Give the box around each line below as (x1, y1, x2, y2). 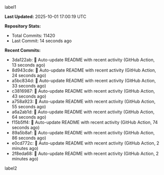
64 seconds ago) (11, 114, 47, 120)
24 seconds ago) (11, 73, 47, 78)
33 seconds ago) (11, 83, 46, 89)
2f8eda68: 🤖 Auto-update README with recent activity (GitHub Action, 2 (11, 150, 159, 156)
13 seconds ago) (11, 62, 45, 68)
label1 (4, 4, 17, 10)
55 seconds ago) (11, 104, 46, 109)
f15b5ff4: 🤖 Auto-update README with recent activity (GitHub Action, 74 (11, 120, 158, 125)
